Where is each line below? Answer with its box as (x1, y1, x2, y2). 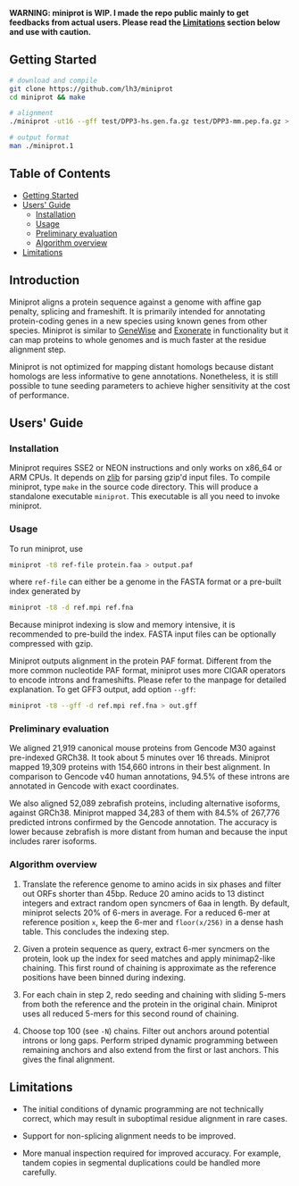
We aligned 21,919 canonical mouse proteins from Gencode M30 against (9, 743, 276, 754)
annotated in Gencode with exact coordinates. (9, 781, 179, 791)
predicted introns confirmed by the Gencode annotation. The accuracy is (9, 817, 278, 828)
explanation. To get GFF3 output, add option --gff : (9, 684, 196, 695)
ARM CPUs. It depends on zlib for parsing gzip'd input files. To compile (9, 472, 270, 483)
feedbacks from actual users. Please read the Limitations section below (9, 17, 281, 28)
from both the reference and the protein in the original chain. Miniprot (21, 998, 278, 1009)
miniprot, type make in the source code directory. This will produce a (9, 481, 259, 492)
